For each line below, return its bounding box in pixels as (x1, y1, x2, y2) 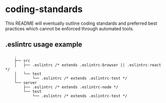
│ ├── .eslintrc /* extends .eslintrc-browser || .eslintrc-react (14, 62, 161, 68)
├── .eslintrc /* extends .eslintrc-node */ (23, 84, 119, 89)
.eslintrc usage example (5, 40, 82, 49)
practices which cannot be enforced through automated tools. (5, 25, 134, 31)
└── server (14, 80, 37, 85)
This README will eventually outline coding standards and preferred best (5, 20, 157, 26)
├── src (14, 58, 30, 63)
